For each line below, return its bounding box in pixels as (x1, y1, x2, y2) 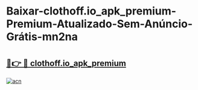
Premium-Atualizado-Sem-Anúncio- (6, 17, 193, 31)
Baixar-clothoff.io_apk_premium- (6, 4, 177, 18)
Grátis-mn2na (6, 30, 78, 43)
